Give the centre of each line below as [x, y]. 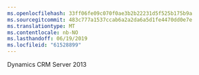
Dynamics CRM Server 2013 [47, 64]
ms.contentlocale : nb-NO [43, 32]
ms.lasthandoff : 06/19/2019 [48, 39]
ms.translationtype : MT [41, 26]
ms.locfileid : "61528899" [44, 45]
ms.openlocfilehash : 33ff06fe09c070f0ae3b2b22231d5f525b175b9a [100, 13]
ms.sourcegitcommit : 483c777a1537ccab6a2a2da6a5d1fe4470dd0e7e [100, 20]
